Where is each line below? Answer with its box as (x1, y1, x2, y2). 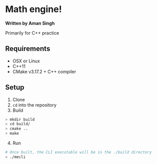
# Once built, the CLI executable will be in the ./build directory (5, 150, 152, 155)
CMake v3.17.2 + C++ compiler (12, 68, 76, 74)
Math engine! (5, 4, 62, 15)
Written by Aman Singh (5, 20, 55, 26)
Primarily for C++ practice (5, 30, 59, 36)
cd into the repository (12, 102, 57, 108)
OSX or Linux (12, 58, 40, 64)
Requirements (5, 44, 50, 53)
